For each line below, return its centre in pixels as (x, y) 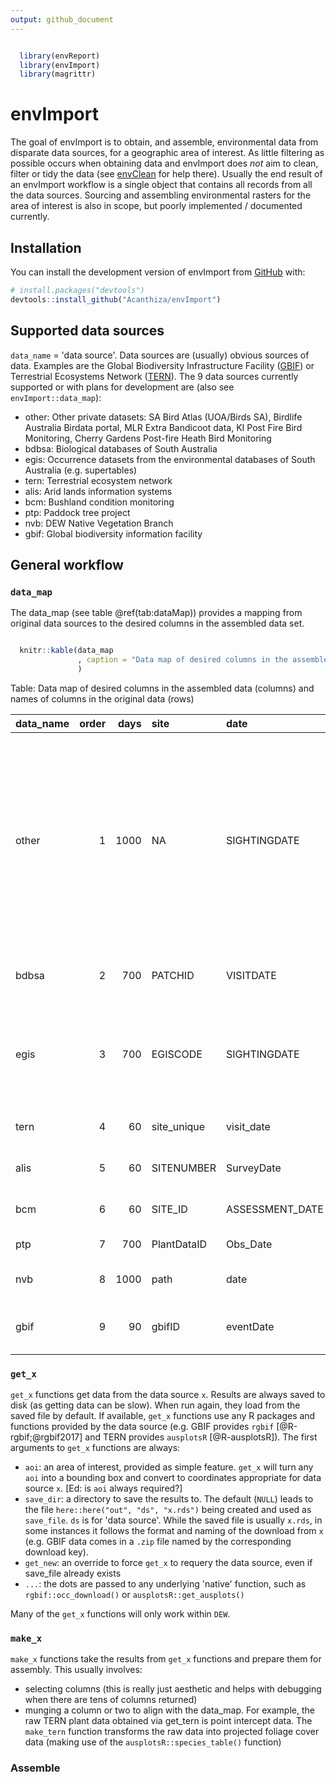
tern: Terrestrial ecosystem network (98, 480)
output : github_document (62, 19)
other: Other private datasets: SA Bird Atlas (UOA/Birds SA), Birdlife (163, 417)
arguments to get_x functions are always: (95, 1448)
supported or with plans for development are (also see (122, 387)
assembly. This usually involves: (76, 1670)
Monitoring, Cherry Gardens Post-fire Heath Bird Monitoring (148, 438)
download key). (56, 1552)
